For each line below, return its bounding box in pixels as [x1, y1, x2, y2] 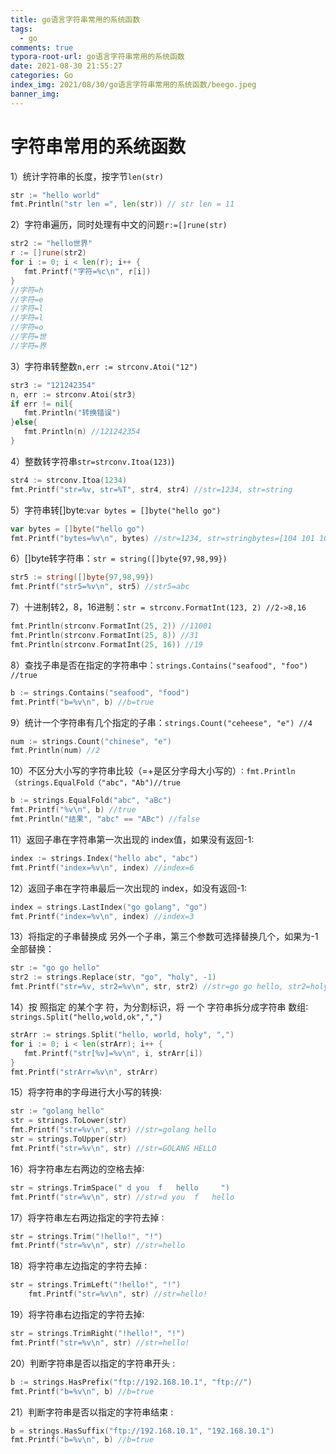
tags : [10, 24, 33, 34]
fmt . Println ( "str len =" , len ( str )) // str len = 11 [10, 199, 235, 210]
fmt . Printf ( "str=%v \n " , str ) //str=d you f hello [10, 1192, 235, 1202]
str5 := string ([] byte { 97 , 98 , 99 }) [10, 572, 155, 583]
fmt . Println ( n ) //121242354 [23, 427, 141, 437]
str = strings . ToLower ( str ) [10, 1116, 128, 1126]
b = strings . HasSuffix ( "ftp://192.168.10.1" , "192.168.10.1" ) [10, 1426, 275, 1436]
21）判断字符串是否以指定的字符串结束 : [10, 1406, 174, 1418]
